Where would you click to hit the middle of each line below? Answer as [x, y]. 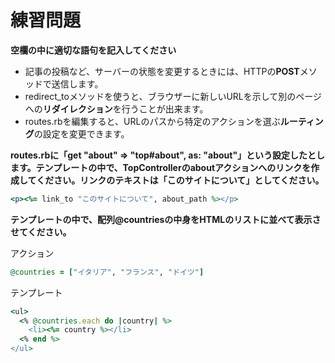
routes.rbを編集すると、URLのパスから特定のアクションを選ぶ [152, 121]
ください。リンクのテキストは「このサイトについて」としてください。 [180, 180]
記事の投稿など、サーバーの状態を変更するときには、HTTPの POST [162, 71]
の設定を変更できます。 [81, 133]
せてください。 [41, 232]
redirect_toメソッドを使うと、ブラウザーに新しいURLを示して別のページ [173, 96]
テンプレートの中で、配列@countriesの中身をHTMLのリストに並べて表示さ [166, 219]
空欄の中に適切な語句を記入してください [93, 50]
